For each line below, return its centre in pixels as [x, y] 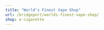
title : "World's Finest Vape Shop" [43, 10]
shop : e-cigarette [25, 19]
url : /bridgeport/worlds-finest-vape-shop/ [52, 15]
